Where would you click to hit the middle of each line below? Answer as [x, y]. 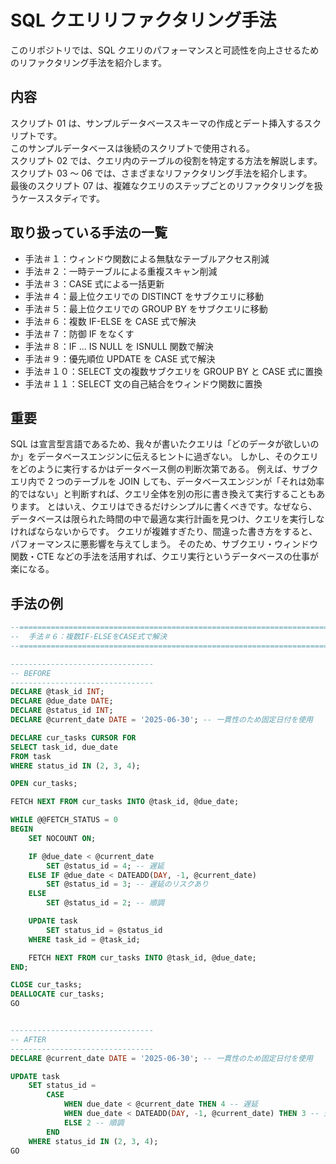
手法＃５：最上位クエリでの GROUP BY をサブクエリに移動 [146, 308]
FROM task [31, 756]
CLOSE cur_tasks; [46, 985]
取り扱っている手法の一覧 [89, 232]
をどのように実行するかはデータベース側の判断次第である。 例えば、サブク [164, 469]
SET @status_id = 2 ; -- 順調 [105, 903]
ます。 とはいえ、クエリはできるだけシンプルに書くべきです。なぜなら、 [168, 507]
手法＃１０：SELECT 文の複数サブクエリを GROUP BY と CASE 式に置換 [173, 371]
